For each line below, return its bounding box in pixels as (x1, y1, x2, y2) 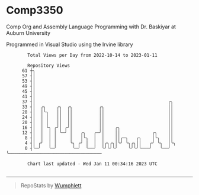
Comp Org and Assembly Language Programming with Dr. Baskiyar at (6, 23, 176, 30)
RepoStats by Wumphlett (20, 181, 82, 189)
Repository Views (27, 63, 70, 69)
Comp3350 (6, 4, 63, 17)
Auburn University (6, 29, 51, 36)
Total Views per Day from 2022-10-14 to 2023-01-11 (27, 52, 158, 58)
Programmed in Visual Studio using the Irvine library (6, 41, 133, 48)
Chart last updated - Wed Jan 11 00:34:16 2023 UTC (27, 161, 158, 167)
